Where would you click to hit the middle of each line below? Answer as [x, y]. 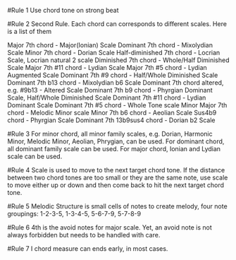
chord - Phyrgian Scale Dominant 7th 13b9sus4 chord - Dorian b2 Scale [112, 120]
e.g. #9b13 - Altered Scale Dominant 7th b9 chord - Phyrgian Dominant [110, 90]
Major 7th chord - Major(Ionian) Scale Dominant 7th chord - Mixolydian [110, 45]
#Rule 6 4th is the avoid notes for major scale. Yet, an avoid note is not [110, 227]
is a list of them [30, 31]
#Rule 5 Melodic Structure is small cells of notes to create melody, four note [117, 206]
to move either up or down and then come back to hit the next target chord [116, 185]
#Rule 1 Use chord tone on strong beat [63, 10]
